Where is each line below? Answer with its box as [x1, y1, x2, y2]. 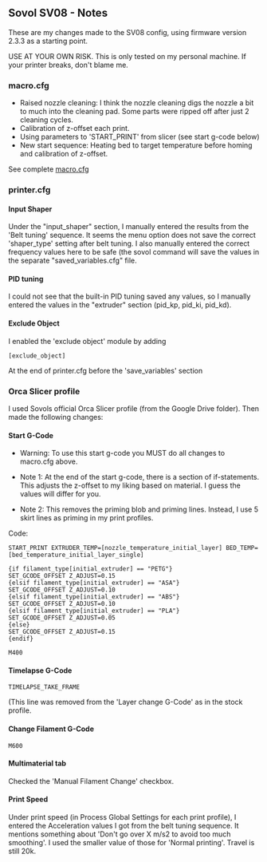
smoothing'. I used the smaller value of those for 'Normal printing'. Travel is [8, 837, 255, 847]
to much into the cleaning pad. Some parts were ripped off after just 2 [19, 107, 249, 117]
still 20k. [8, 846, 37, 856]
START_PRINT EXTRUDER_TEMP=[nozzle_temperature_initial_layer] [8, 544, 223, 552]
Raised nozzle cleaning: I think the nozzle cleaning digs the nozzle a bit [19, 98, 254, 108]
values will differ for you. [19, 489, 101, 499]
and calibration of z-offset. [19, 149, 108, 159]
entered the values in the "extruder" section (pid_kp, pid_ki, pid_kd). [8, 300, 232, 310]
